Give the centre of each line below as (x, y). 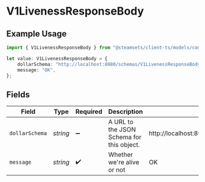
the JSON (122, 130)
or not (117, 170)
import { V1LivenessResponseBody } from (59, 47)
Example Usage (37, 34)
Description (126, 112)
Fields (18, 95)
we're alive (124, 163)
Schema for (125, 137)
